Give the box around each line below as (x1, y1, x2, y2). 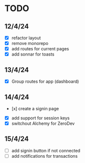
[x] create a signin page (11, 105, 59, 111)
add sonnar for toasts (11, 51, 55, 57)
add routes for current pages (11, 46, 70, 52)
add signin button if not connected (11, 148, 81, 153)
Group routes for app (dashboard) (11, 78, 79, 85)
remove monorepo (11, 41, 49, 46)
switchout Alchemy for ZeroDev (11, 120, 75, 126)
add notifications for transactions (11, 153, 78, 159)
